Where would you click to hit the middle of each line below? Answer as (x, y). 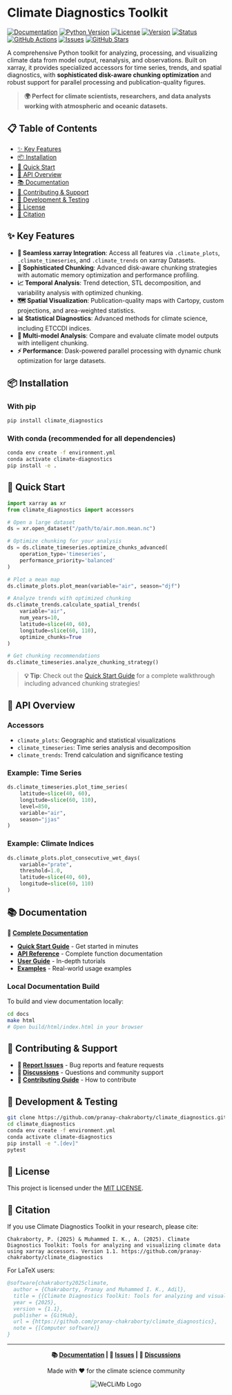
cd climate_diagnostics (41, 1124)
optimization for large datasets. (61, 360)
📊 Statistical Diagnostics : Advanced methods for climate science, (112, 318)
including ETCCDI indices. (54, 328)
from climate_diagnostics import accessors (71, 510)
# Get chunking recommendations (54, 656)
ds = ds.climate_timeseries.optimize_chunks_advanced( (88, 548)
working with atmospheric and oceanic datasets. (96, 106)
